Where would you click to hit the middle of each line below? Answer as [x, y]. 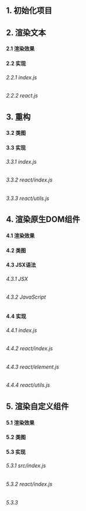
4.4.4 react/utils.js [28, 385]
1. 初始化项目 [29, 11]
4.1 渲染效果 [20, 235]
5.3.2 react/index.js [29, 484]
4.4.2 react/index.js [30, 348]
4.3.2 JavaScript [26, 297]
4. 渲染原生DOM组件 [43, 220]
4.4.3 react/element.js [33, 367]
